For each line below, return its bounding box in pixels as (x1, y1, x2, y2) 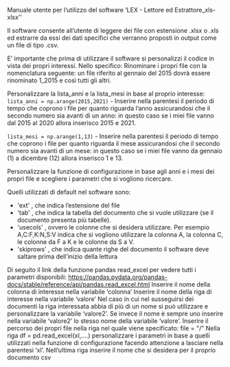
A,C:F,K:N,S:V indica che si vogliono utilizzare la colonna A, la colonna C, (16, 230, 224, 238)
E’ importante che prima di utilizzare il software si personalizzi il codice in (7, 54, 215, 63)
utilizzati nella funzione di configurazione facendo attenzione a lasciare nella (7, 339, 224, 346)
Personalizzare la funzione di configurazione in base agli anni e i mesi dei (7, 168, 215, 175)
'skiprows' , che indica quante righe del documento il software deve (16, 245, 209, 253)
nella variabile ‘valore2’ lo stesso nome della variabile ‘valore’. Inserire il (7, 317, 209, 325)
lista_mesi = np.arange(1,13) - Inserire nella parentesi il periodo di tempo (7, 132, 218, 140)
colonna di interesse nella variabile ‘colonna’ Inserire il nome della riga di (7, 288, 212, 296)
